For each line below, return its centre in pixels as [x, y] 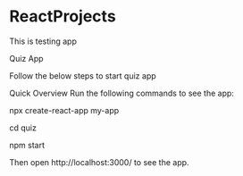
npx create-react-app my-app [64, 110]
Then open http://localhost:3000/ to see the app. [99, 162]
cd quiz [23, 128]
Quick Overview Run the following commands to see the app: [122, 93]
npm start [27, 145]
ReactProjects [63, 17]
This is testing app [43, 41]
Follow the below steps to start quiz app [83, 75]
